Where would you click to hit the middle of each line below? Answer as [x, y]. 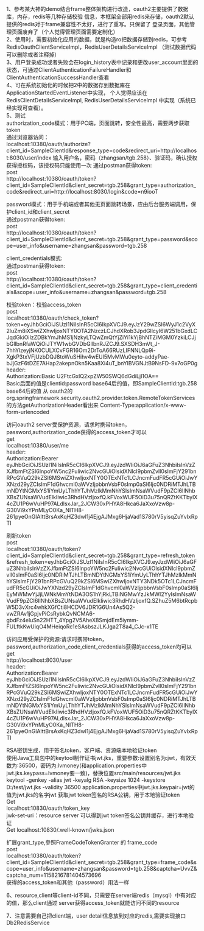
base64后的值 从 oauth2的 [40, 391]
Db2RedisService [28, 922]
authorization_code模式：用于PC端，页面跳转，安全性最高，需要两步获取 [98, 123]
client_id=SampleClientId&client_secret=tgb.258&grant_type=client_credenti [102, 286]
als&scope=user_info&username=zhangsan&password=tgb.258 [86, 292]
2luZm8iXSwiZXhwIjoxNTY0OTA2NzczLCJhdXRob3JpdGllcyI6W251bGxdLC [102, 331]
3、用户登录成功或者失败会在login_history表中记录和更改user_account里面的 [102, 62]
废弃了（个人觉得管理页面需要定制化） [70, 32]
